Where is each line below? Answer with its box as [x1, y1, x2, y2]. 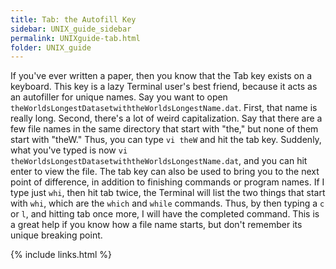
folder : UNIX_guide [10, 42, 92, 53]
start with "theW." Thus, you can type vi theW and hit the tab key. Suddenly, [10, 134, 322, 146]
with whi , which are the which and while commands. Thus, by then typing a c [10, 197, 325, 210]
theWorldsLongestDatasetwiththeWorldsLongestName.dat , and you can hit [10, 155, 308, 167]
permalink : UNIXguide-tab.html [10, 33, 141, 43]
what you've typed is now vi [10, 144, 128, 156]
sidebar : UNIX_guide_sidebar [10, 24, 132, 34]
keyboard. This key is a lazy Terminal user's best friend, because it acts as [10, 81, 318, 93]
